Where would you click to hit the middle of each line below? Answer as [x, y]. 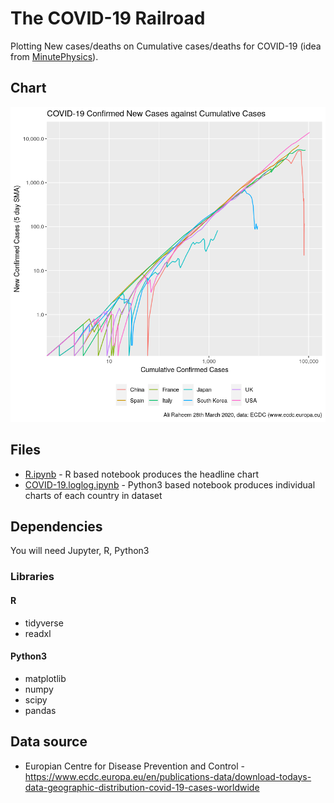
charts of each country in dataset [93, 495]
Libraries [32, 577]
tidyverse [44, 623]
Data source [49, 742]
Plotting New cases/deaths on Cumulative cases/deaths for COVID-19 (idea [166, 46]
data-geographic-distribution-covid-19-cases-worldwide [142, 787]
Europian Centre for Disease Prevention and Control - [135, 766]
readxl [38, 633]
